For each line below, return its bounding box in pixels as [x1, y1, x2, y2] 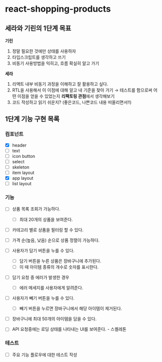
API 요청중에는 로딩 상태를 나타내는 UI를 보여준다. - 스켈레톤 [12, 326, 126, 332]
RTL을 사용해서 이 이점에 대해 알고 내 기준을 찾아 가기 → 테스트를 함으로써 [12, 87, 152, 93]
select [12, 158, 25, 164]
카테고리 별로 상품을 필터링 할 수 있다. [12, 227, 84, 232]
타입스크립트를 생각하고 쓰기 [12, 55, 66, 60]
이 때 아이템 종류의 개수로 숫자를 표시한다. [19, 264, 99, 270]
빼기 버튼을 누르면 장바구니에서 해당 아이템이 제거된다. [19, 305, 123, 311]
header [12, 142, 27, 148]
